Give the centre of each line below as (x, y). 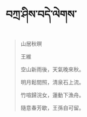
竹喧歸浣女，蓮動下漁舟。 (52, 95)
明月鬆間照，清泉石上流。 (52, 82)
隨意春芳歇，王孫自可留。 (52, 107)
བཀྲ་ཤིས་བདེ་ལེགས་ (41, 15)
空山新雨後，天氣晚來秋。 (52, 69)
